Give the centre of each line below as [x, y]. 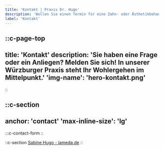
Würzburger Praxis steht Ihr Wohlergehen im [74, 70]
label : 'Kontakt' [23, 19]
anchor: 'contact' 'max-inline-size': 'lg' [66, 122]
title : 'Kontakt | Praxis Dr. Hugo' [42, 9]
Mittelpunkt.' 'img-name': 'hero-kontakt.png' [75, 78]
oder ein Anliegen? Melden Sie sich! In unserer [77, 63]
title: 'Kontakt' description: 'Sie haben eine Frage [81, 55]
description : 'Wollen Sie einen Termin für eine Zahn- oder [68, 14]
